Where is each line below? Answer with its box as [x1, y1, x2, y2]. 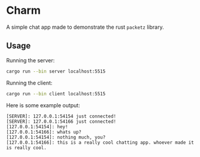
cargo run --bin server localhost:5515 [6, 68, 106, 74]
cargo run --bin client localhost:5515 [6, 90, 106, 96]
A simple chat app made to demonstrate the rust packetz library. [6, 23, 164, 31]
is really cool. [6, 144, 47, 150]
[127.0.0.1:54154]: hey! [6, 123, 68, 129]
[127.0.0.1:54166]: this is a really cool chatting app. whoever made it [6, 139, 195, 146]
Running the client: [6, 79, 53, 86]
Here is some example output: [6, 101, 80, 108]
